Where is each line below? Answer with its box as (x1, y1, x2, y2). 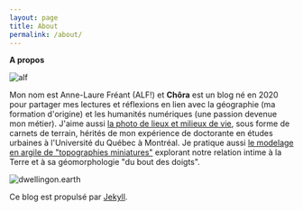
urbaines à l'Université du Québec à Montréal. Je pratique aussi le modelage (9, 137, 295, 149)
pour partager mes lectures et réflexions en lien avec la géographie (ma (9, 99, 276, 110)
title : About (9, 22, 59, 31)
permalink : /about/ (9, 30, 83, 39)
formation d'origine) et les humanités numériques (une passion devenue (9, 109, 278, 120)
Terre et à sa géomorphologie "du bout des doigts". (9, 157, 200, 168)
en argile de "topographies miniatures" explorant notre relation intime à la (9, 147, 282, 158)
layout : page (9, 13, 59, 23)
